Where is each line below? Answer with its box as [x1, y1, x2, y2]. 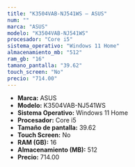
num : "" [7, 17, 30, 24]
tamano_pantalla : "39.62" [7, 62, 82, 69]
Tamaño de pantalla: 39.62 [17, 123, 96, 132]
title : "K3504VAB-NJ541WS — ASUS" [7, 10, 108, 17]
